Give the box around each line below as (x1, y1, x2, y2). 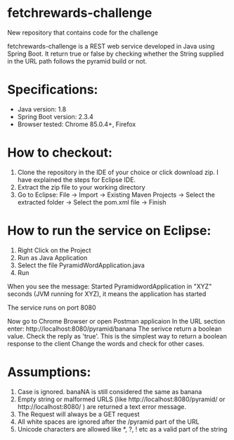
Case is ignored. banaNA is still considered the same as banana (17, 387, 202, 396)
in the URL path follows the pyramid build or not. (7, 56, 148, 65)
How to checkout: (7, 145, 112, 161)
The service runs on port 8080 (7, 303, 96, 312)
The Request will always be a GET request (17, 410, 140, 418)
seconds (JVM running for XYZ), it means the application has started (7, 289, 207, 298)
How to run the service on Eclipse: (7, 223, 212, 238)
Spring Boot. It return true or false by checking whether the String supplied (7, 49, 224, 58)
